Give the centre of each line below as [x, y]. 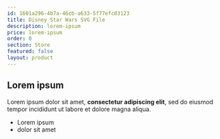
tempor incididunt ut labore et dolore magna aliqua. [79, 109]
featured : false [30, 52]
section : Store [29, 45]
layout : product [30, 58]
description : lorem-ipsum [44, 26]
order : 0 [19, 39]
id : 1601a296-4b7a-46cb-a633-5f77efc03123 [68, 13]
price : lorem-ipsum [35, 32]
